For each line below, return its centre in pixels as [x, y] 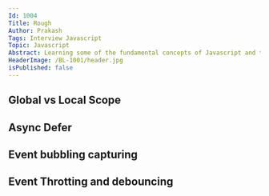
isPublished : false [41, 68]
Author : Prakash [35, 30]
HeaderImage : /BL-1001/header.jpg [66, 61]
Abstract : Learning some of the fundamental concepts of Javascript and [132, 53]
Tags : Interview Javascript [55, 38]
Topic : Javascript [39, 46]
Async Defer [40, 128]
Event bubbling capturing [73, 154]
